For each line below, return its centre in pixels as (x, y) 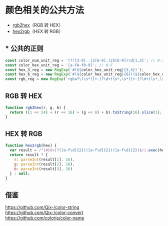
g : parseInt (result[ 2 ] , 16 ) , (44, 164)
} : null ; (20, 173)
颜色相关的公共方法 (45, 10)
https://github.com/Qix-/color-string (42, 207)
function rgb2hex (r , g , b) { (35, 107)
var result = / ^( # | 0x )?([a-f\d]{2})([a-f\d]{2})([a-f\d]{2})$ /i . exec (83, 150)
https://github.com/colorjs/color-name (45, 218)
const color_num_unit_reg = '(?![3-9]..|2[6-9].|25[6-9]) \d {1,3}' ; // (80, 60)
